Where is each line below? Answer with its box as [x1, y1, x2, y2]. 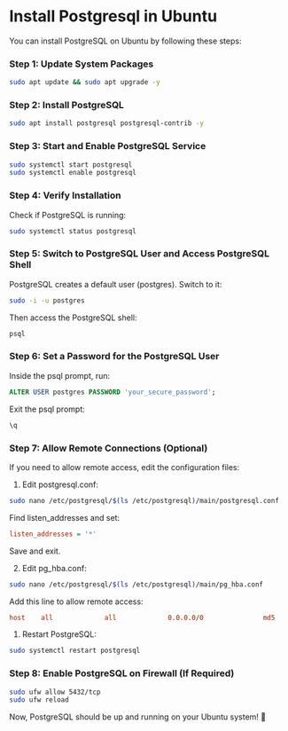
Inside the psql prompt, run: [9, 370, 111, 381]
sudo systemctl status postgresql [9, 226, 137, 236]
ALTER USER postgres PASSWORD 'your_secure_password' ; [9, 388, 216, 397]
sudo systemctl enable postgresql [9, 169, 137, 177]
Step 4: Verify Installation [9, 189, 121, 201]
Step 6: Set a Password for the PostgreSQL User [9, 350, 220, 363]
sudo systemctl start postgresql [9, 160, 133, 169]
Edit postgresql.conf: [21, 479, 99, 490]
